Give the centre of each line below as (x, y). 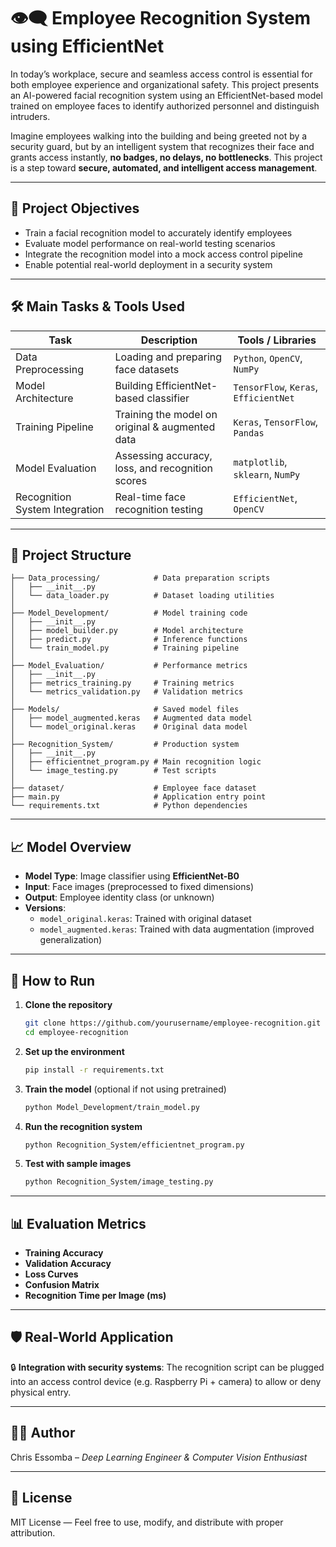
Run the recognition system (83, 1126)
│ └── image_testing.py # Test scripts (113, 771)
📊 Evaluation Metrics (78, 1223)
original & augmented (165, 427)
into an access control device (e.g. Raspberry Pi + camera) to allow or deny (166, 1381)
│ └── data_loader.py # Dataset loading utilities (142, 596)
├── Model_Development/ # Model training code (129, 613)
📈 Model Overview (71, 846)
